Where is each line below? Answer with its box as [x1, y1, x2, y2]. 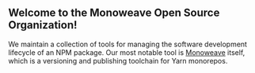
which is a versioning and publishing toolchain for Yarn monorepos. [8, 56, 228, 65]
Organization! [8, 19, 78, 32]
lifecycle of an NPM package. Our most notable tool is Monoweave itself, [8, 47, 245, 57]
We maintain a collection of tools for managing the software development [8, 39, 248, 49]
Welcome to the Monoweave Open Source [8, 6, 220, 20]
